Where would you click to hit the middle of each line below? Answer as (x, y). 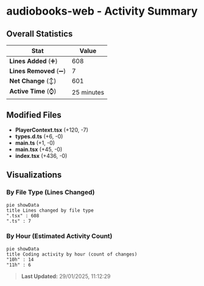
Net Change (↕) (33, 81)
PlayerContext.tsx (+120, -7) (51, 130)
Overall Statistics (40, 34)
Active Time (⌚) (33, 91)
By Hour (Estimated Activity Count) (59, 236)
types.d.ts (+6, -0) (39, 136)
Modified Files (34, 115)
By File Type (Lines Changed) (51, 192)
